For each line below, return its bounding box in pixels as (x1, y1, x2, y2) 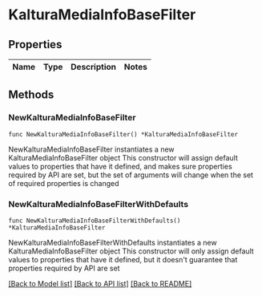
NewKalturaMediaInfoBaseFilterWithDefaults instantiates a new (8, 237, 218, 247)
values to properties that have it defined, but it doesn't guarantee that (8, 254, 238, 264)
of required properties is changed (8, 178, 119, 188)
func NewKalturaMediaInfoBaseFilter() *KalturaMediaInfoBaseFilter (8, 130, 239, 138)
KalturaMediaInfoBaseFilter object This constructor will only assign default (8, 246, 254, 256)
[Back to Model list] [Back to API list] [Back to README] (8, 278, 192, 288)
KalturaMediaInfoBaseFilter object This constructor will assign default (8, 152, 239, 162)
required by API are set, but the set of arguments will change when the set (8, 170, 254, 180)
